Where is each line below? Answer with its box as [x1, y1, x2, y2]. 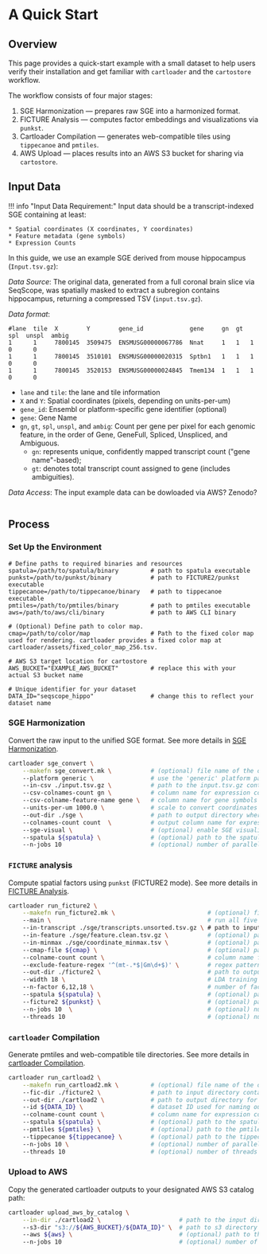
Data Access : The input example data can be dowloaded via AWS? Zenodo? [8, 488, 257, 497]
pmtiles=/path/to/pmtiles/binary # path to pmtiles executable [8, 602, 250, 609]
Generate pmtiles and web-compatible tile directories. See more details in [8, 1049, 250, 1059]
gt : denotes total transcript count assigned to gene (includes [31, 464, 230, 473]
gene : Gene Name [19, 413, 78, 422]
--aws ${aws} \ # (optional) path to [22, 1231, 250, 1239]
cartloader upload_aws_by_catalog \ [8, 1209, 130, 1217]
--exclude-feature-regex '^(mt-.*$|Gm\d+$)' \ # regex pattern [22, 961, 261, 969]
